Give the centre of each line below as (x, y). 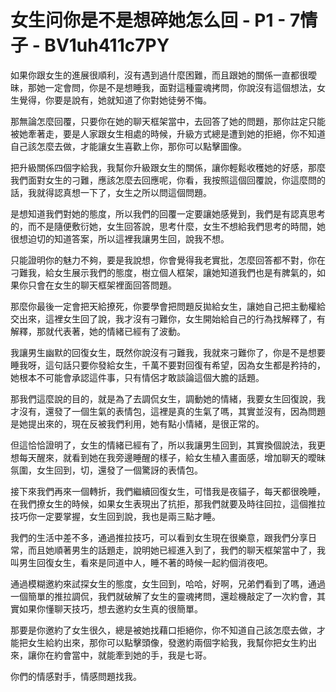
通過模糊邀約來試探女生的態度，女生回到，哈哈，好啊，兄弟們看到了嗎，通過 (168, 583)
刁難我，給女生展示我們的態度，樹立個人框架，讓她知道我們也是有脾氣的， (163, 272)
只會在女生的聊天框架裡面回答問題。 (102, 285)
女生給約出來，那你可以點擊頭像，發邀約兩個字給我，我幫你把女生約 (167, 642)
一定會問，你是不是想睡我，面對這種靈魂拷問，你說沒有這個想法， (180, 87)
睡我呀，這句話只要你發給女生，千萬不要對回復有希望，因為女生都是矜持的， (168, 365)
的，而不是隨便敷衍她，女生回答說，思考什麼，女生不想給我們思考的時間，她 (168, 226)
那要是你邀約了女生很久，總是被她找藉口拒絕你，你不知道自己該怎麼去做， (163, 630)
